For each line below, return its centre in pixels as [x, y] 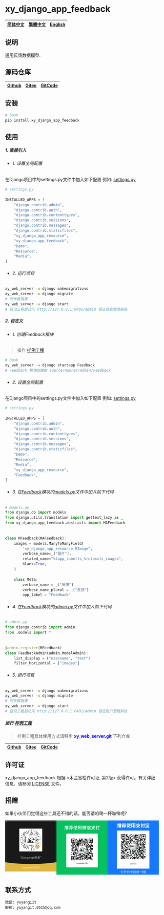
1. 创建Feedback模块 [33, 334]
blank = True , [35, 564]
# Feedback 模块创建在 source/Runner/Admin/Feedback [58, 371]
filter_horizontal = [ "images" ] [47, 663]
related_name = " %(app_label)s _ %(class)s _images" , [73, 559]
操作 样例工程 [31, 350]
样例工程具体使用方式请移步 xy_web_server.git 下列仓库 [73, 736]
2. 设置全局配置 [28, 382]
